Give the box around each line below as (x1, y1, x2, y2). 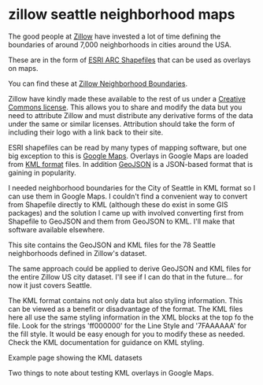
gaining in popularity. (8, 168, 76, 177)
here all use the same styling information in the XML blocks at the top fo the (8, 313, 254, 322)
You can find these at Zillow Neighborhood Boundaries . (8, 79, 187, 88)
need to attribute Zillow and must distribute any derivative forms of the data (8, 110, 254, 120)
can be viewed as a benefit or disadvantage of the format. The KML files (8, 304, 243, 313)
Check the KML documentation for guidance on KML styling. (8, 337, 205, 347)
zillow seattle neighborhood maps (8, 6, 235, 24)
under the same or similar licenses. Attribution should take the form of (8, 119, 235, 128)
